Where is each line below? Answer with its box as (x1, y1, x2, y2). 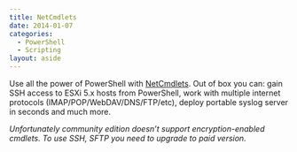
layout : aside (9, 54, 62, 63)
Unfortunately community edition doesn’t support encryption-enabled (9, 124, 265, 133)
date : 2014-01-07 (9, 21, 74, 30)
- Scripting (17, 46, 62, 55)
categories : (9, 29, 53, 38)
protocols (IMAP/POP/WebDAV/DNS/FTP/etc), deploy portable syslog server (9, 97, 289, 107)
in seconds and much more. (9, 107, 112, 117)
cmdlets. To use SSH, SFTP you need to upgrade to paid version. (9, 133, 246, 143)
